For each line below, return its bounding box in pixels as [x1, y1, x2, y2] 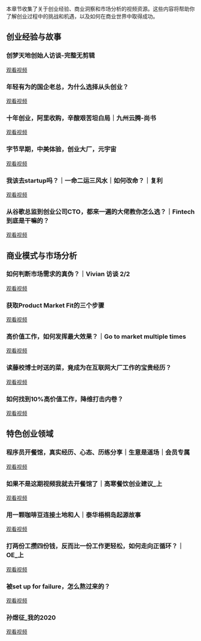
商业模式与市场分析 [6, 251, 77, 261]
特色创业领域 [6, 429, 54, 439]
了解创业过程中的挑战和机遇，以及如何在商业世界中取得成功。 [6, 13, 159, 20]
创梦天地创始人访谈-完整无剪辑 [6, 52, 95, 60]
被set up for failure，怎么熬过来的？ [6, 582, 111, 591]
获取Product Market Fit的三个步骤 [6, 301, 105, 309]
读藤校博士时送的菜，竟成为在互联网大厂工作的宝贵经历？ [6, 363, 172, 372]
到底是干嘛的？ [6, 216, 50, 225]
